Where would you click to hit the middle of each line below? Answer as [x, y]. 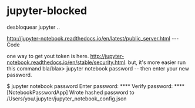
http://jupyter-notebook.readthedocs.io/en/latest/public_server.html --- [93, 38]
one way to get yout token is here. [48, 56]
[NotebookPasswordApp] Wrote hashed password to [70, 92]
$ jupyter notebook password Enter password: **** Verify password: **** [96, 86]
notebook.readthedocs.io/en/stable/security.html [66, 62]
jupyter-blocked [47, 11]
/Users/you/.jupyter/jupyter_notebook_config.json [67, 99]
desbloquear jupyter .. [33, 27]
